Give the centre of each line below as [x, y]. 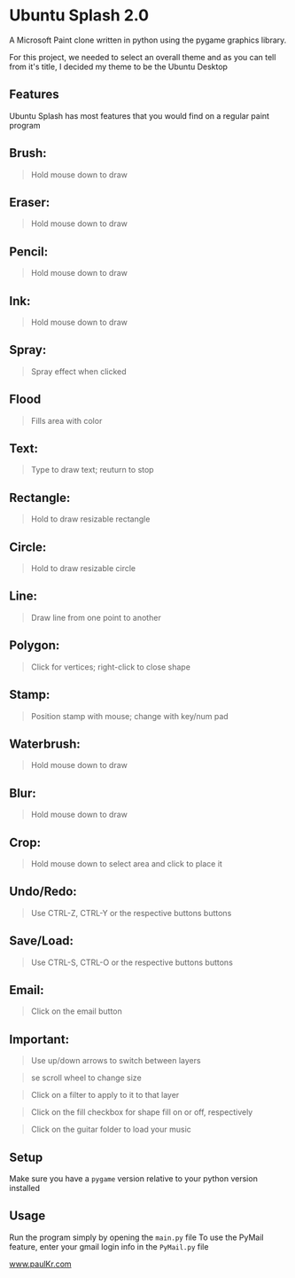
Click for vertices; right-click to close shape [110, 667]
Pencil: [29, 251]
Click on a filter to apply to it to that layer [105, 1095]
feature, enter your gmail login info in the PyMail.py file [109, 1246]
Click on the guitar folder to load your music [111, 1129]
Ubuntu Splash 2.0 [79, 16]
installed [25, 1188]
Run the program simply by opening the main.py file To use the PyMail [136, 1237]
